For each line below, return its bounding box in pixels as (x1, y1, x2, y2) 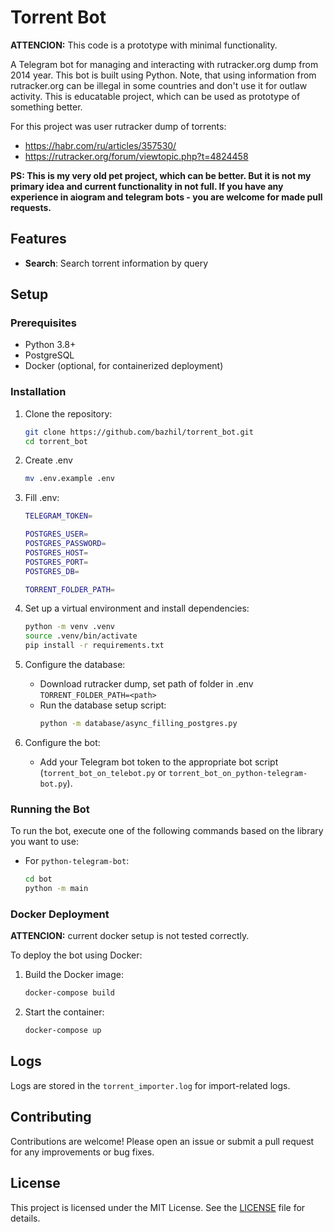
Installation (10, 385, 67, 399)
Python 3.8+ (24, 339, 77, 351)
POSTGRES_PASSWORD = (24, 539, 107, 549)
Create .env (24, 454, 73, 466)
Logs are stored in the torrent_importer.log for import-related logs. (10, 1079, 291, 1091)
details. (10, 1212, 41, 1224)
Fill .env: (24, 492, 60, 504)
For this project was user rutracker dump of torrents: (10, 120, 227, 132)
